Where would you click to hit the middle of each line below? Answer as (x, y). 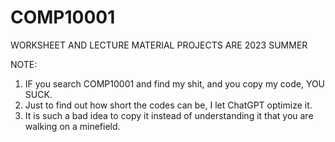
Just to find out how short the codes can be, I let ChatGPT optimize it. (168, 105)
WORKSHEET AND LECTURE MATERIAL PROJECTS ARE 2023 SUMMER (159, 45)
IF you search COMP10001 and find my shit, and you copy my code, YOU (175, 83)
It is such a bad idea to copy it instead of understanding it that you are (169, 115)
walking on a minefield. (72, 126)
